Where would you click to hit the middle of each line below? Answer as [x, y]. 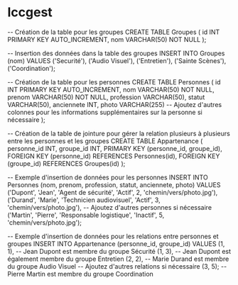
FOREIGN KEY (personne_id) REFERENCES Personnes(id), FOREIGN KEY [114, 156]
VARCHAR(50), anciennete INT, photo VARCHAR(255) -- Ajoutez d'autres [115, 104]
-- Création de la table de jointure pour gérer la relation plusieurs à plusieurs [119, 133]
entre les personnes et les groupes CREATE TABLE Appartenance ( [105, 141]
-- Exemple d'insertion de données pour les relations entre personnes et [113, 236]
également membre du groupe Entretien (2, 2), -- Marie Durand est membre [118, 259]
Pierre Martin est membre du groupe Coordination [81, 274]
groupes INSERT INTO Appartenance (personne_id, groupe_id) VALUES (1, [116, 244]
